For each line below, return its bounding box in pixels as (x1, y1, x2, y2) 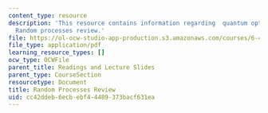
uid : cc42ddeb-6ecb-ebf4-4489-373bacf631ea (8, 93, 156, 101)
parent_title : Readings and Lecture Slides (8, 64, 156, 72)
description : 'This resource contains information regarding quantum (8, 19, 248, 27)
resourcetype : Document (8, 78, 88, 86)
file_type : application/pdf (8, 41, 102, 49)
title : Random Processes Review (8, 85, 116, 94)
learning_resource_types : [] (8, 49, 105, 56)
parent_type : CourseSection (8, 71, 102, 79)
